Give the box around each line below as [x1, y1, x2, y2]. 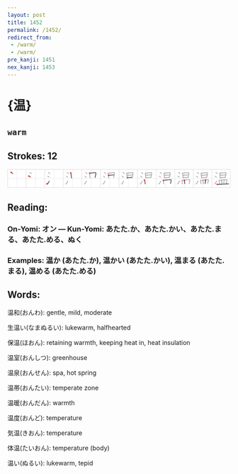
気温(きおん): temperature [7, 429, 83, 437]
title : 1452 [7, 18, 42, 26]
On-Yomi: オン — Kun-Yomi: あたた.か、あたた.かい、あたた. [7, 224, 215, 234]
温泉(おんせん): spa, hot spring [7, 368, 97, 377]
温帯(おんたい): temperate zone [7, 383, 99, 393]
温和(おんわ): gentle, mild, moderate [7, 308, 113, 317]
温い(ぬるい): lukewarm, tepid [7, 459, 93, 468]
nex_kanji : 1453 [7, 64, 55, 71]
